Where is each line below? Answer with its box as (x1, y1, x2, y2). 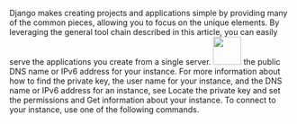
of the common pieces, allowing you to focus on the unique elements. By (9, 17, 280, 28)
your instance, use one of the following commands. (9, 104, 200, 115)
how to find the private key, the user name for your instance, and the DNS (9, 75, 283, 86)
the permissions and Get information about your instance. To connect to (9, 94, 276, 105)
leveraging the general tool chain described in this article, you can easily (9, 27, 278, 37)
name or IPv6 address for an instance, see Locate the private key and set (9, 85, 281, 95)
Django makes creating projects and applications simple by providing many (9, 8, 288, 18)
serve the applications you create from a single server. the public (9, 57, 281, 66)
